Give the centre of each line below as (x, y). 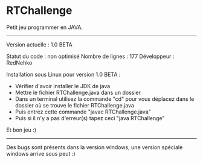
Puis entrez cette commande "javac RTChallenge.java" (83, 112)
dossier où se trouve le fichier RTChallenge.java (75, 105)
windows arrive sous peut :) (41, 153)
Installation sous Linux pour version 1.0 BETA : (63, 74)
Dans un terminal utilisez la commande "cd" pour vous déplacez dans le (105, 99)
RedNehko (19, 62)
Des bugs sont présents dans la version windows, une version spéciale (95, 147)
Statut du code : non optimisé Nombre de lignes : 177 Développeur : (90, 56)
